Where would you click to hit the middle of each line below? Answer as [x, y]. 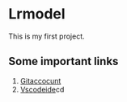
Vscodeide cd [42, 89]
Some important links [63, 61]
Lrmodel [37, 14]
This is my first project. [47, 36]
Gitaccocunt [40, 80]
